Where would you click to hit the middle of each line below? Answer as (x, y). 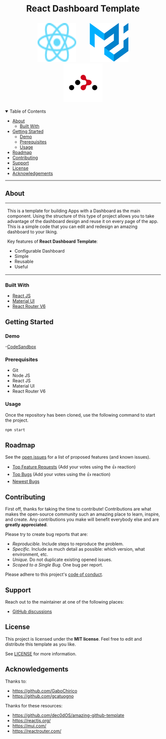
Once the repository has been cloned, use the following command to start (80, 415)
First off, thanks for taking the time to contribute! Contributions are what (78, 509)
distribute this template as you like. (41, 644)
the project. (17, 420)
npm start (15, 430)
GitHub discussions (32, 611)
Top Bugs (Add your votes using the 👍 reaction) (61, 475)
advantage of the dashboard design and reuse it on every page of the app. (83, 221)
